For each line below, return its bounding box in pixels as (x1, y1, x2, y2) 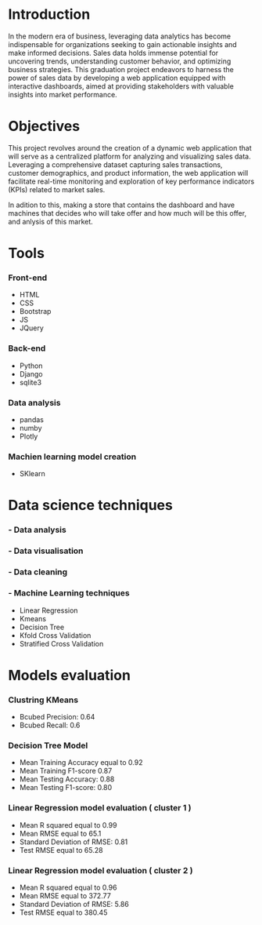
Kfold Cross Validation (19, 630, 92, 640)
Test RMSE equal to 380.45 (19, 908, 108, 917)
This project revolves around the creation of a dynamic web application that (8, 143, 252, 152)
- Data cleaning (8, 566, 68, 577)
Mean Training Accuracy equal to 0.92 (19, 758, 143, 767)
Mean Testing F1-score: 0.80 (19, 783, 113, 792)
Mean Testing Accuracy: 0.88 (19, 774, 115, 784)
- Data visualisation (8, 545, 84, 556)
